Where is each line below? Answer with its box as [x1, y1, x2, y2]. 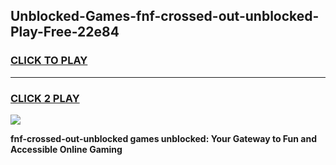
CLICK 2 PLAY [10, 91, 80, 105]
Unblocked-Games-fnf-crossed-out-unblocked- [10, 8, 320, 25]
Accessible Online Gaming [10, 143, 123, 155]
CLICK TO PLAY [10, 54, 88, 68]
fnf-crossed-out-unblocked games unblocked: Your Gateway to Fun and [10, 132, 318, 144]
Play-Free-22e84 [10, 24, 120, 41]
